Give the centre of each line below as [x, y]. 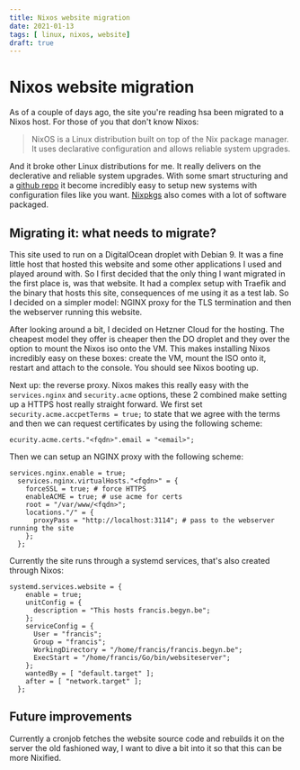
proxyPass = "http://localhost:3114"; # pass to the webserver [154, 521]
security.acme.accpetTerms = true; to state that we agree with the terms [145, 414]
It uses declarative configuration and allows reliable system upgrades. [161, 149]
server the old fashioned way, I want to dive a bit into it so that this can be [146, 747]
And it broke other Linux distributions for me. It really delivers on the [136, 167]
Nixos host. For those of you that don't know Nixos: [104, 122]
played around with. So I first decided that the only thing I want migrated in [147, 274]
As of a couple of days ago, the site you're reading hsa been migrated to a [147, 113]
